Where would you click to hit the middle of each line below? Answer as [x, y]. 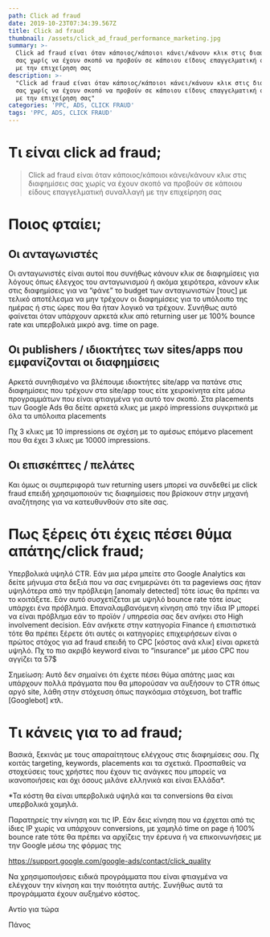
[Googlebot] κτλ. [36, 700]
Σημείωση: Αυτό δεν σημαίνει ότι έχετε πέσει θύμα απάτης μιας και [122, 674]
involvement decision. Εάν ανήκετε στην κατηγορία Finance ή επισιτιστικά [132, 624]
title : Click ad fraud [46, 31]
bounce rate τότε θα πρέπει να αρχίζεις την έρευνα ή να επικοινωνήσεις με [135, 837]
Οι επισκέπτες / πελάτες [72, 466]
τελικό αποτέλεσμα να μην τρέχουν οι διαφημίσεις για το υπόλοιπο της [128, 299]
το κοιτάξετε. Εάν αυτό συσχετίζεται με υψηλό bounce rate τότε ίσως [125, 599]
